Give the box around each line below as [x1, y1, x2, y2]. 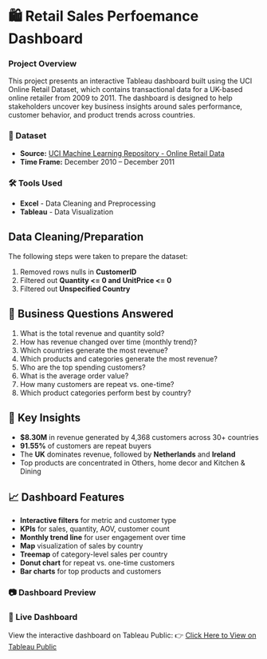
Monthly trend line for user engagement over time [19, 533, 186, 542]
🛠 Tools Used [8, 178, 63, 189]
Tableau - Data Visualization [19, 207, 114, 217]
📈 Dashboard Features [8, 490, 125, 504]
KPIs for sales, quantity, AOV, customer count [19, 524, 170, 533]
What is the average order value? [19, 370, 129, 381]
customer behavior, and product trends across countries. [8, 110, 195, 120]
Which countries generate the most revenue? [19, 345, 169, 355]
